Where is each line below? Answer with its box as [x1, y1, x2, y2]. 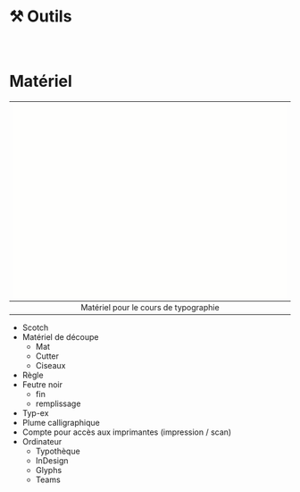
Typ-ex [21, 407, 49, 418]
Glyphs [35, 464, 62, 475]
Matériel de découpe [21, 331, 100, 342]
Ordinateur [21, 436, 62, 446]
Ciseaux [35, 360, 66, 370]
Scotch [21, 322, 49, 333]
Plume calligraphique [21, 417, 100, 428]
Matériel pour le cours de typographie [79, 302, 221, 313]
